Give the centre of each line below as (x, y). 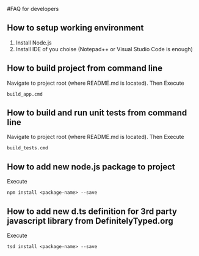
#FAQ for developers (33, 9)
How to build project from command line (85, 69)
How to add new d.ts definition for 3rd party (92, 211)
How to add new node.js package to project (91, 167)
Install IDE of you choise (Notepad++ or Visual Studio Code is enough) (104, 49)
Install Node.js (34, 43)
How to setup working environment (75, 28)
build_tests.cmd (27, 148)
